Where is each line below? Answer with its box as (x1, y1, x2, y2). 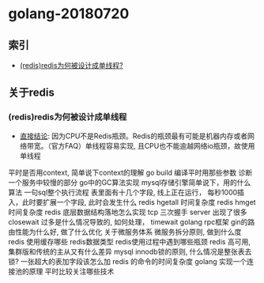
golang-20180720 (8, 5, 130, 23)
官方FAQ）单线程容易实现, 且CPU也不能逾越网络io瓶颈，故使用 (51, 141, 255, 150)
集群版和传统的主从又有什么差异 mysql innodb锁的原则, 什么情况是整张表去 (8, 247, 252, 256)
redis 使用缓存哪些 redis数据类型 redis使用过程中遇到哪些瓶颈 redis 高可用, (8, 236, 251, 246)
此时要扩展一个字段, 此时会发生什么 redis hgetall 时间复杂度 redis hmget (21, 197, 256, 206)
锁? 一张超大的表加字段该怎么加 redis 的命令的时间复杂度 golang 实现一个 (8, 256, 247, 266)
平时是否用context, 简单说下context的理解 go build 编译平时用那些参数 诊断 (8, 168, 253, 177)
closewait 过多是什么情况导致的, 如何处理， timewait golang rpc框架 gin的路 (8, 217, 255, 226)
